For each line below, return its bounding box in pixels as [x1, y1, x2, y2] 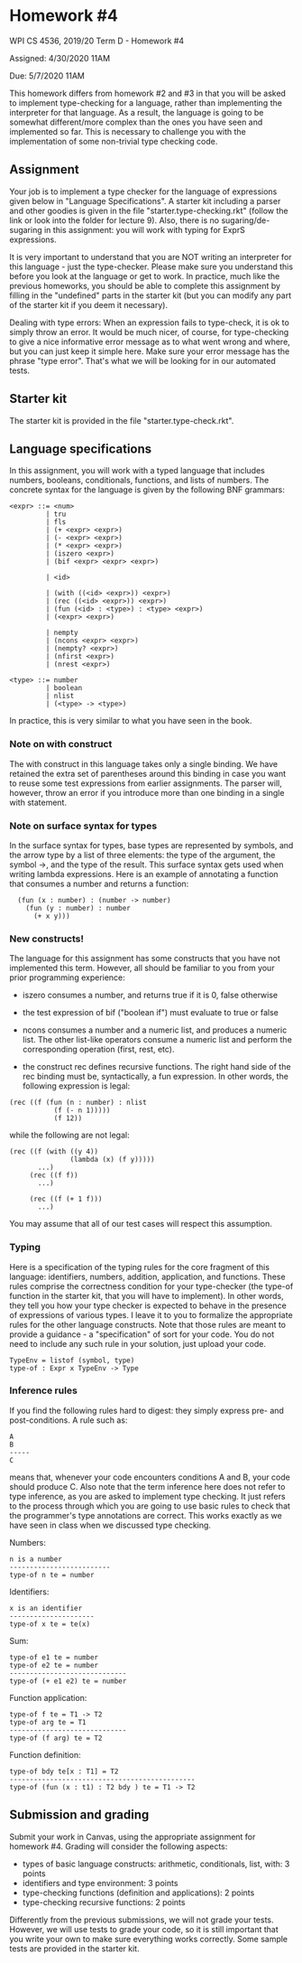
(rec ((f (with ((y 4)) [9, 1147, 99, 1156]
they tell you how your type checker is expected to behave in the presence [9, 1300, 287, 1311]
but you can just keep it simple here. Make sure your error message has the [9, 345, 290, 357]
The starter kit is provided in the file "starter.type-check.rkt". [9, 415, 234, 425]
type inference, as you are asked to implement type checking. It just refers [9, 1491, 286, 1501]
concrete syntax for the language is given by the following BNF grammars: [9, 484, 286, 495]
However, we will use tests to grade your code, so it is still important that [9, 1923, 279, 1934]
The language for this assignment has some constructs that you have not [9, 953, 281, 964]
